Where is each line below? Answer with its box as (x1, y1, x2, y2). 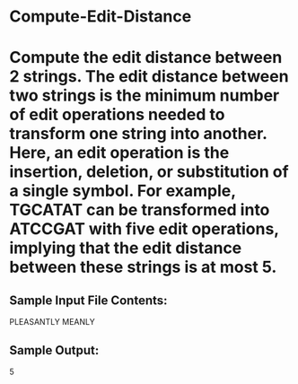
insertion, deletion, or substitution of (9, 161, 289, 182)
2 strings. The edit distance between (9, 66, 289, 87)
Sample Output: (9, 343, 100, 358)
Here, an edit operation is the (9, 143, 230, 163)
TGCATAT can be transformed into (9, 200, 270, 221)
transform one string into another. (9, 124, 267, 144)
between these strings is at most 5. (9, 257, 277, 277)
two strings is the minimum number (9, 85, 280, 106)
